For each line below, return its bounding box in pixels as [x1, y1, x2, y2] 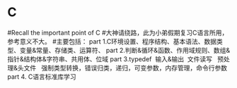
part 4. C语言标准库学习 [7, 72, 76, 81]
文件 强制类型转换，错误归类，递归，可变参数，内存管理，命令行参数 [23, 63, 228, 72]
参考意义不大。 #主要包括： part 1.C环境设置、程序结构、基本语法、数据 [7, 37, 217, 46]
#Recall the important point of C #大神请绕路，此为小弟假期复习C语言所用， [7, 28, 229, 37]
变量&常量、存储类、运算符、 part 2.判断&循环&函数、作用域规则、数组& [19, 46, 231, 54]
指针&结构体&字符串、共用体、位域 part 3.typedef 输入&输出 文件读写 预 [7, 54, 224, 63]
